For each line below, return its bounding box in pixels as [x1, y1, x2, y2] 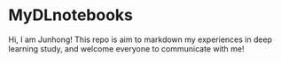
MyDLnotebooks [8, 5, 134, 25]
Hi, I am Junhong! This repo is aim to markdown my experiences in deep [8, 34, 272, 45]
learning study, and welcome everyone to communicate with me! [8, 43, 245, 53]
